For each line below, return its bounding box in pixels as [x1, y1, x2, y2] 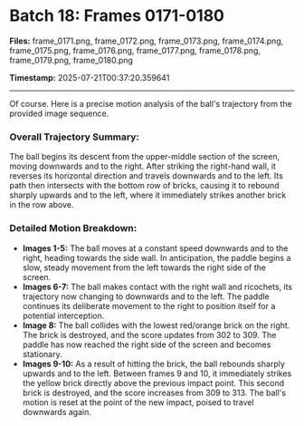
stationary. [22, 348, 62, 359]
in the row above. [9, 199, 74, 210]
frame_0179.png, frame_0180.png [9, 54, 134, 65]
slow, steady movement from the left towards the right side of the [22, 262, 267, 273]
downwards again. [22, 406, 92, 417]
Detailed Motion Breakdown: [9, 222, 138, 235]
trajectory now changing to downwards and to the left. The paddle [22, 291, 270, 302]
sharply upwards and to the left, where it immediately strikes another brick [9, 189, 287, 200]
